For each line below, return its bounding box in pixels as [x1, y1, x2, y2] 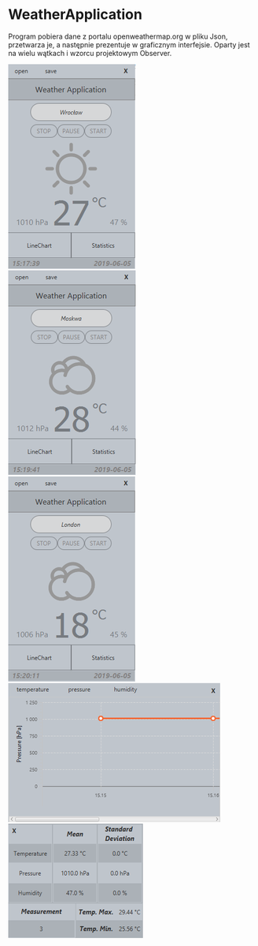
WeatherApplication [8, 6, 143, 24]
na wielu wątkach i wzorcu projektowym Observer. [8, 48, 172, 58]
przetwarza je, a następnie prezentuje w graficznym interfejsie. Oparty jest [8, 39, 250, 49]
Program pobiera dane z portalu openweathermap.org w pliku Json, [8, 32, 228, 41]
